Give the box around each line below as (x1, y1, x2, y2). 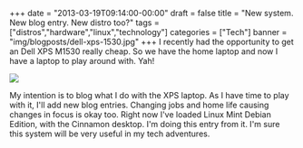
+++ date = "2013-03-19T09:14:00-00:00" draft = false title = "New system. (9, 8, 294, 18)
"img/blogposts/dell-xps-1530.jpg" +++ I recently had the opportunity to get (9, 36, 295, 47)
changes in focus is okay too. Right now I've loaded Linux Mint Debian (9, 109, 272, 120)
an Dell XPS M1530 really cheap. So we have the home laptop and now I (9, 46, 279, 57)
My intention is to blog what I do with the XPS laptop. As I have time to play (9, 90, 289, 100)
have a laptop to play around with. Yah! (9, 56, 155, 66)
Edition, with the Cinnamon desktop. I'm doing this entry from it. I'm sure (9, 119, 280, 129)
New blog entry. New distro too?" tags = (9, 17, 161, 28)
